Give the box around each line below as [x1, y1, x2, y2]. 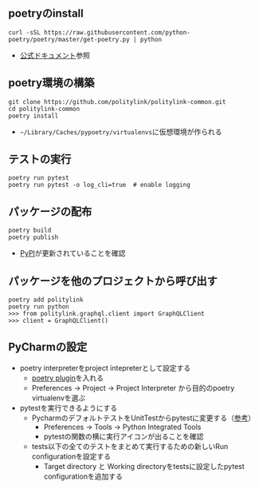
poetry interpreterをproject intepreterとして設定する [19, 363, 191, 372]
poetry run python [8, 303, 69, 311]
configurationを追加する [43, 471, 124, 481]
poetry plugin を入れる [31, 373, 104, 383]
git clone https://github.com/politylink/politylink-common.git [8, 97, 226, 105]
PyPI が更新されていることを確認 [19, 248, 126, 258]
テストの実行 [8, 153, 72, 166]
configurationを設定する [31, 451, 112, 461]
